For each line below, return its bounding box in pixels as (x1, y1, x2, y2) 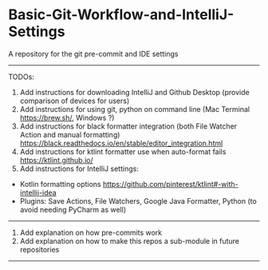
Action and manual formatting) (19, 129, 120, 139)
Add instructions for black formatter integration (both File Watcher (19, 121, 238, 131)
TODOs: (8, 72, 34, 81)
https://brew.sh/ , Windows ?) (19, 113, 115, 122)
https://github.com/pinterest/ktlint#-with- (102, 179, 239, 189)
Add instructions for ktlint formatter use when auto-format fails (19, 146, 227, 157)
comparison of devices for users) (19, 96, 130, 105)
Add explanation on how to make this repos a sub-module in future (19, 236, 240, 245)
